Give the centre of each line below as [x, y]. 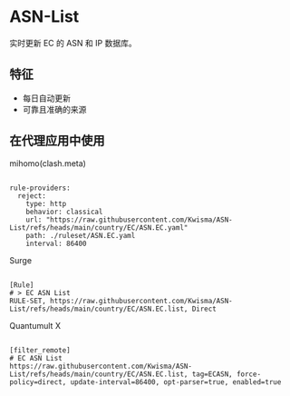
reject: [32, 196]
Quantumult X [35, 325]
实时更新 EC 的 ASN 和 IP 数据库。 [73, 43]
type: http [46, 203]
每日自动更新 [46, 98]
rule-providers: [40, 188]
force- [248, 374]
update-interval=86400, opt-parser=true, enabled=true [176, 382]
